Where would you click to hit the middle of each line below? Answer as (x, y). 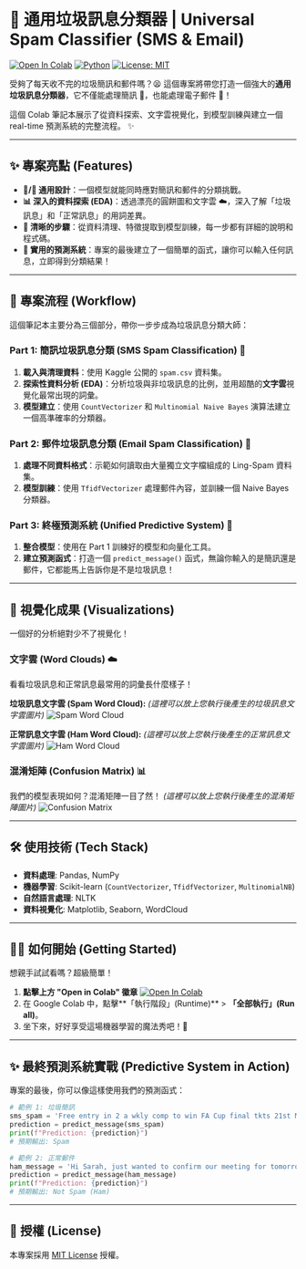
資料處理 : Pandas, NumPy (71, 875)
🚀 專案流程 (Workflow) (73, 302)
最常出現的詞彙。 (71, 395)
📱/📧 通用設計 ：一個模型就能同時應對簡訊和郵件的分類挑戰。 (134, 190)
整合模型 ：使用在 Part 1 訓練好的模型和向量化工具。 (119, 547)
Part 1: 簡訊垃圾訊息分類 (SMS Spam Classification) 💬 (127, 350)
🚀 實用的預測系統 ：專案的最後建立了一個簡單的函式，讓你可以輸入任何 (154, 249)
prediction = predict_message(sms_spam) (87, 1125)
